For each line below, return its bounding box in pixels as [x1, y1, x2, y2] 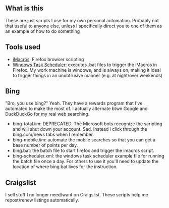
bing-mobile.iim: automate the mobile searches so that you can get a [12, 137, 155, 143]
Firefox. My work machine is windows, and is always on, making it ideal [12, 67, 161, 73]
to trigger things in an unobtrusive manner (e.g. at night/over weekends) [12, 72, 163, 78]
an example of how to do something [5, 28, 80, 34]
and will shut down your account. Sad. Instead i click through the [12, 126, 147, 132]
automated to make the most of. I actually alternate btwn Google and [5, 106, 148, 112]
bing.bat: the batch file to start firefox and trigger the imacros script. [12, 147, 155, 153]
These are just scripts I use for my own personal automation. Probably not [5, 17, 159, 23]
